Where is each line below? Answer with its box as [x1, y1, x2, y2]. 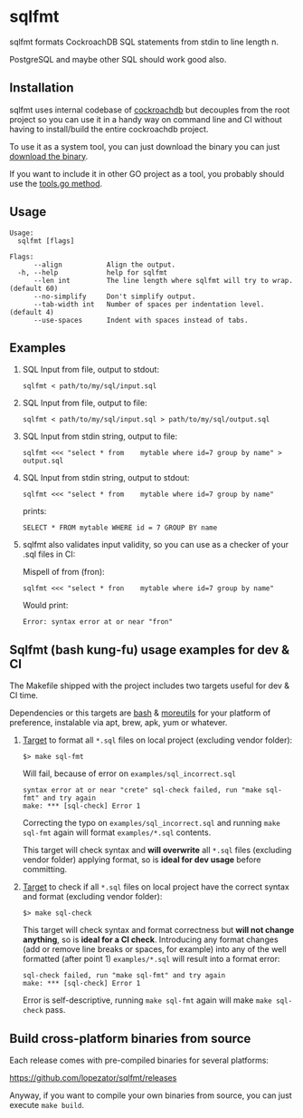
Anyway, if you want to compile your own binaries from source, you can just [9, 1090, 292, 1101]
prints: [22, 506, 47, 517]
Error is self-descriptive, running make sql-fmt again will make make [22, 995, 273, 1006]
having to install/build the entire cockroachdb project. [9, 123, 209, 134]
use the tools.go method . [9, 178, 102, 189]
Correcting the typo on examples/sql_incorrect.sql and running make [22, 818, 280, 829]
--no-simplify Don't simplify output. [33, 292, 196, 301]
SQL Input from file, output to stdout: [22, 365, 160, 375]
